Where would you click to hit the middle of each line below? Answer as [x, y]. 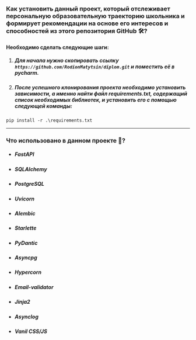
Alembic [25, 213]
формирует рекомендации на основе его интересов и [87, 23]
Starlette [25, 228]
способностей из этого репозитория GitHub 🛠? [77, 31]
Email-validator [34, 287]
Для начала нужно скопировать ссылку [66, 61]
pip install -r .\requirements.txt [49, 120]
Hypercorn [28, 272]
